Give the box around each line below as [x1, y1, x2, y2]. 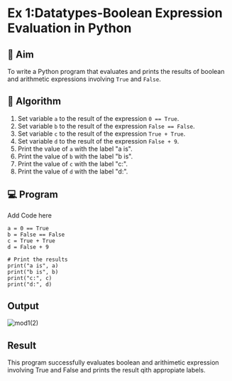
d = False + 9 [7, 243, 50, 250]
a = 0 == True [7, 225, 50, 232]
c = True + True [7, 237, 55, 245]
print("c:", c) [7, 274, 53, 281]
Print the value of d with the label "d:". [17, 167, 128, 176]
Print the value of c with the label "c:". [17, 159, 128, 168]
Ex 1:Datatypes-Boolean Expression [7, 5, 223, 21]
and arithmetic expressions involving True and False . [7, 75, 161, 83]
